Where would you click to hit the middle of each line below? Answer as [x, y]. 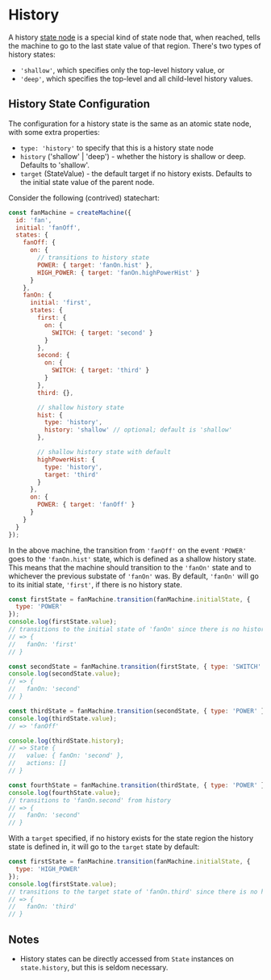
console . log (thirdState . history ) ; [67, 741]
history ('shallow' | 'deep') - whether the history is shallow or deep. [133, 156]
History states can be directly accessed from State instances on [127, 958]
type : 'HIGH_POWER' [48, 869]
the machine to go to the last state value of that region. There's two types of [135, 45]
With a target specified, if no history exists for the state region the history [131, 839]
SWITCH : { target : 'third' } [100, 370]
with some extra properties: [54, 132]
